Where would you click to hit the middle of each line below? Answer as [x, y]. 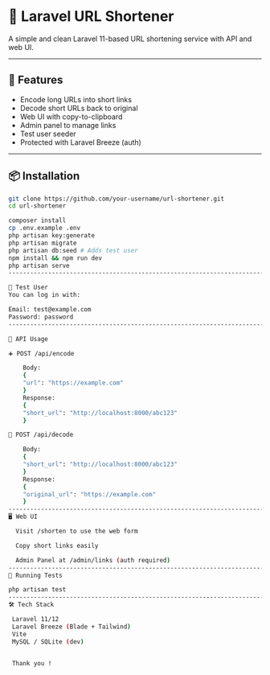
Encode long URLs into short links [76, 99]
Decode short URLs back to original [79, 108]
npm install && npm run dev [55, 258]
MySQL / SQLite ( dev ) [48, 642]
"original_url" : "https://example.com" [90, 494]
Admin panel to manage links [68, 125]
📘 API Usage [28, 339]
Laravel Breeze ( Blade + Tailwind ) [71, 627]
